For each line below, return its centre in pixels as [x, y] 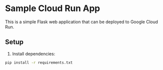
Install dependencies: [34, 54]
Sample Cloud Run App [53, 8]
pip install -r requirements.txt [39, 63]
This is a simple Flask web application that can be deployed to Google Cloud [81, 22]
